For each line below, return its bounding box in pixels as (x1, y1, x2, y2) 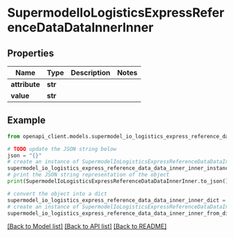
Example (7, 115, 46, 126)
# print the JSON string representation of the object (7, 172, 170, 179)
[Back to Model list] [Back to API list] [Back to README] (7, 222, 167, 231)
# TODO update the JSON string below (7, 145, 117, 152)
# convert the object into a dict (7, 190, 108, 197)
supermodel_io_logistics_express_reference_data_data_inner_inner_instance (7, 165, 232, 172)
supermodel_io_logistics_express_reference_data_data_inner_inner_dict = (7, 197, 226, 204)
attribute (10, 80, 40, 89)
